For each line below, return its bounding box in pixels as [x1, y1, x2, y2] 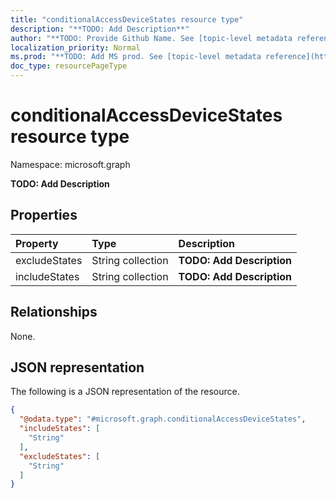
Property [15, 236, 59, 250]
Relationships [10, 304, 98, 321]
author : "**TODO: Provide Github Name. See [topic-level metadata [10, 33, 293, 43]
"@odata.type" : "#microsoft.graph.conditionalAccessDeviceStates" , [19, 414, 307, 425]
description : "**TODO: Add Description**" [10, 24, 190, 34]
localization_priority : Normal [10, 42, 141, 53]
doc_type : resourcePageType [10, 61, 128, 71]
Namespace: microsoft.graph [10, 158, 131, 170]
